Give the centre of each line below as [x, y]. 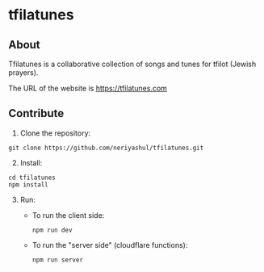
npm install [28, 184]
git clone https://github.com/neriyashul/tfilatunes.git [106, 148]
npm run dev [52, 230]
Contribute [36, 113]
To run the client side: [68, 215]
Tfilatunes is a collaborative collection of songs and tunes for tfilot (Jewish [132, 64]
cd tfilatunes [32, 178]
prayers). [23, 73]
